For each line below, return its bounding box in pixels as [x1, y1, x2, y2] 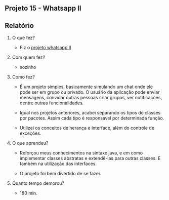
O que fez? [12, 35, 35, 41]
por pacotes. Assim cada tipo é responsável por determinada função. [19, 115, 164, 121]
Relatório [5, 21, 34, 30]
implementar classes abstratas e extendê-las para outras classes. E [19, 155, 161, 162]
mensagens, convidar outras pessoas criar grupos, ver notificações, [19, 95, 162, 101]
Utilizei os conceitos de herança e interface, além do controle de [19, 125, 155, 131]
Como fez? [12, 74, 35, 80]
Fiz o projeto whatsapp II [19, 45, 71, 51]
